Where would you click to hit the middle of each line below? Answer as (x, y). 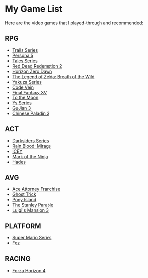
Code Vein (23, 87)
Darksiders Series (30, 141)
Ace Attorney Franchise (36, 189)
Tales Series (25, 61)
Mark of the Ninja (30, 156)
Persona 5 (23, 55)
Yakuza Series (27, 82)
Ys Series (22, 103)
